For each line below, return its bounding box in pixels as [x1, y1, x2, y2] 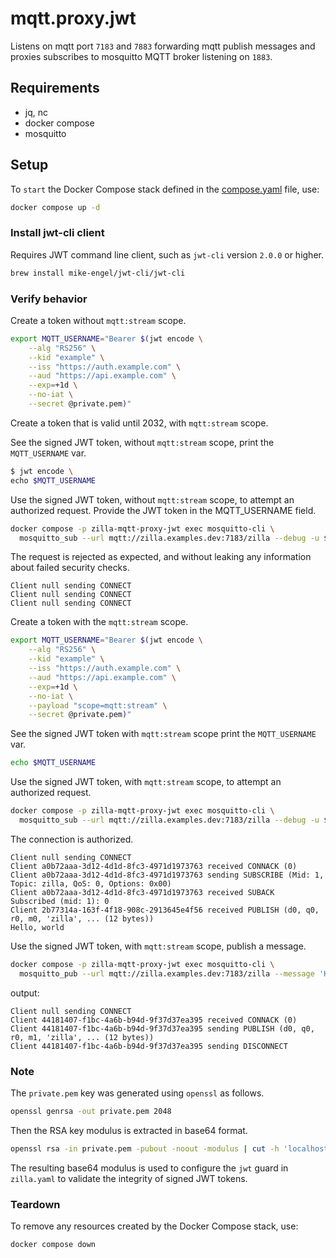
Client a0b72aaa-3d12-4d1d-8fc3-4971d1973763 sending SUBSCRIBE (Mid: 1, [10, 870, 325, 880]
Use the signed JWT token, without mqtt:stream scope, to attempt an [10, 493, 295, 506]
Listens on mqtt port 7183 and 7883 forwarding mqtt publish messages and [10, 40, 316, 52]
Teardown [10, 1197, 61, 1211]
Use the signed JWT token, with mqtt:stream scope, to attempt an [10, 776, 282, 788]
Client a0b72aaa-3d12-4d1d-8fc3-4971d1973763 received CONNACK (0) [10, 861, 298, 871]
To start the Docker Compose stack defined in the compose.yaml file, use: [10, 183, 320, 195]
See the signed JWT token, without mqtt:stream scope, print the [10, 436, 275, 448]
